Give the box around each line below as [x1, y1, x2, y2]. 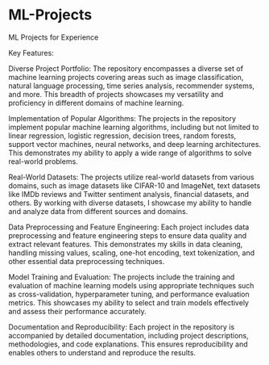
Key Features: [8, 48, 54, 57]
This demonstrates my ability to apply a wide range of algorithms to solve [8, 148, 252, 157]
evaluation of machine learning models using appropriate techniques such [8, 280, 255, 290]
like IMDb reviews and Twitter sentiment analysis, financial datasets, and [8, 189, 250, 199]
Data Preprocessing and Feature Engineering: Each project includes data [8, 222, 250, 232]
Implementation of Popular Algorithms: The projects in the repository [8, 113, 236, 123]
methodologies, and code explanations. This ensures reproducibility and [8, 339, 248, 349]
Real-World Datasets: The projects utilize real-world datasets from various [8, 172, 255, 182]
